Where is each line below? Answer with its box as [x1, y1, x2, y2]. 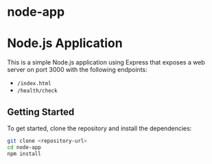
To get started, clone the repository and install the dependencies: [7, 124, 192, 132]
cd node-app [7, 143, 41, 151]
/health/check [16, 87, 58, 95]
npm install [7, 150, 41, 157]
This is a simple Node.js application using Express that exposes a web [7, 58, 206, 67]
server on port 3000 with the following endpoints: [7, 66, 148, 74]
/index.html [16, 80, 51, 87]
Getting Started [7, 106, 75, 117]
